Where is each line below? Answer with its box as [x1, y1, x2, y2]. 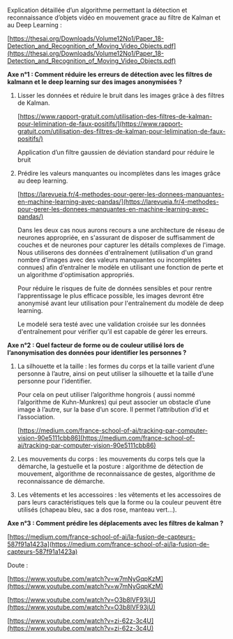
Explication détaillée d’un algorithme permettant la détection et [7, 6, 188, 14]
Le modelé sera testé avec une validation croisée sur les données [17, 320, 206, 328]
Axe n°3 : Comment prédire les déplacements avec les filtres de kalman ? [7, 519, 224, 527]
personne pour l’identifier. [17, 377, 92, 385]
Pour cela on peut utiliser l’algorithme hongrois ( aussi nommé [17, 391, 195, 398]
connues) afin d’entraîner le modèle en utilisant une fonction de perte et [17, 263, 224, 272]
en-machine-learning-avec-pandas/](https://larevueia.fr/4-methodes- [17, 197, 220, 206]
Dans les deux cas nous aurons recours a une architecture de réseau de [17, 226, 225, 234]
